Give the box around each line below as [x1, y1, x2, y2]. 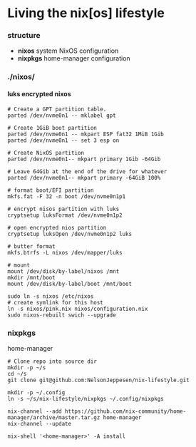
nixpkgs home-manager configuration [17, 54, 130, 63]
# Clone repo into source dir [7, 358, 98, 365]
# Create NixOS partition [7, 149, 84, 156]
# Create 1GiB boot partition [7, 124, 98, 131]
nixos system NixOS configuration [17, 46, 119, 55]
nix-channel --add [7, 408, 62, 415]
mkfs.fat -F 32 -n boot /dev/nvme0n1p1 [7, 192, 126, 200]
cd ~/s [7, 370, 27, 377]
